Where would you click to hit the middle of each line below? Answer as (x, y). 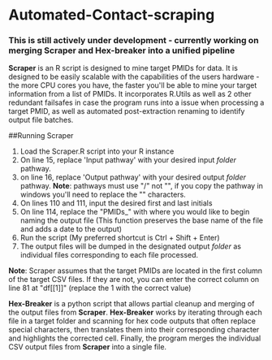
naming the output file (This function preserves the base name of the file (142, 220)
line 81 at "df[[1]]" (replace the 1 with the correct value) (100, 288)
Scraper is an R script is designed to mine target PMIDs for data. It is (123, 68)
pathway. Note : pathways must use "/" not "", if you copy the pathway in (142, 186)
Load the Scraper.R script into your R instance (97, 151)
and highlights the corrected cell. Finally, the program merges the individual (135, 338)
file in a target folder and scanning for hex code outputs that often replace (132, 321)
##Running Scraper (41, 136)
